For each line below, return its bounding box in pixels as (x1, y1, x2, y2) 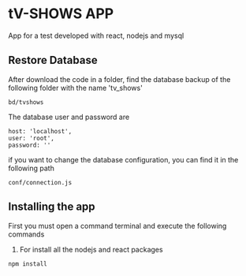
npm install (8, 259, 47, 268)
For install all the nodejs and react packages (19, 244, 163, 254)
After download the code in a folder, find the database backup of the (8, 74, 231, 84)
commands (8, 229, 45, 239)
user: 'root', (8, 134, 55, 142)
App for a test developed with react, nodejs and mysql (8, 31, 184, 40)
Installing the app (8, 200, 96, 214)
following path (8, 163, 55, 173)
